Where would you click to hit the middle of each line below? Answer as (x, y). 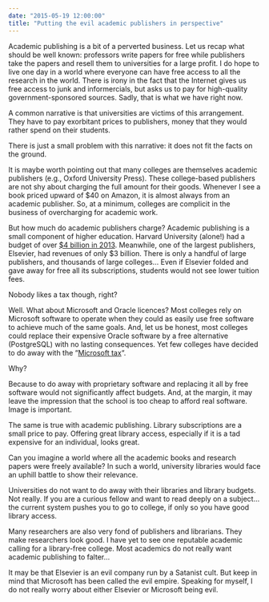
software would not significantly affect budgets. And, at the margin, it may (130, 392)
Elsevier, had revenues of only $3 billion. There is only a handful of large (127, 253)
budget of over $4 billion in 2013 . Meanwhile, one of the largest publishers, (132, 245)
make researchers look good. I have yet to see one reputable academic (125, 539)
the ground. (28, 154)
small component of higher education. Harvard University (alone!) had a (127, 236)
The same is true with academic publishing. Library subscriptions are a (125, 425)
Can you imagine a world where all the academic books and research (122, 458)
